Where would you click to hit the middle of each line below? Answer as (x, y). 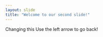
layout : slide (20, 10)
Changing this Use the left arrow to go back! (52, 29)
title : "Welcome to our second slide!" (48, 15)
